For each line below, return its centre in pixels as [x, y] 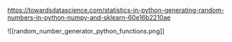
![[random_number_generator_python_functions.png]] [86, 31]
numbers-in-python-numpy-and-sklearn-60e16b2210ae [89, 17]
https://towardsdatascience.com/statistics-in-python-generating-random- [116, 10]
